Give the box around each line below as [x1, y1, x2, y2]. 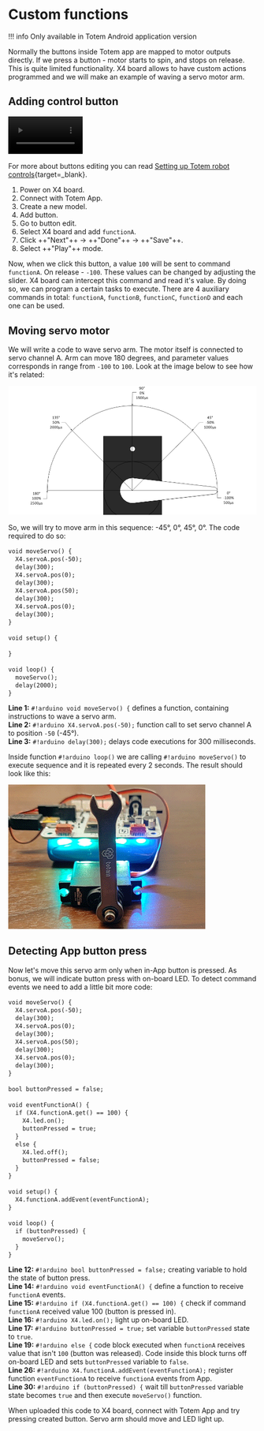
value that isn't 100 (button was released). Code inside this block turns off [8, 1348, 247, 1358]
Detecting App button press [8, 944, 147, 958]
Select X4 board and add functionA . [19, 227, 136, 237]
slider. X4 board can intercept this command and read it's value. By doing [8, 276, 247, 286]
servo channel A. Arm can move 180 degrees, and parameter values [8, 353, 229, 363]
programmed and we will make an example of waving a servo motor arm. [8, 72, 245, 81]
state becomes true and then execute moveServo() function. [8, 1390, 203, 1399]
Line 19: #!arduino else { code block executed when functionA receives [8, 1339, 246, 1350]
